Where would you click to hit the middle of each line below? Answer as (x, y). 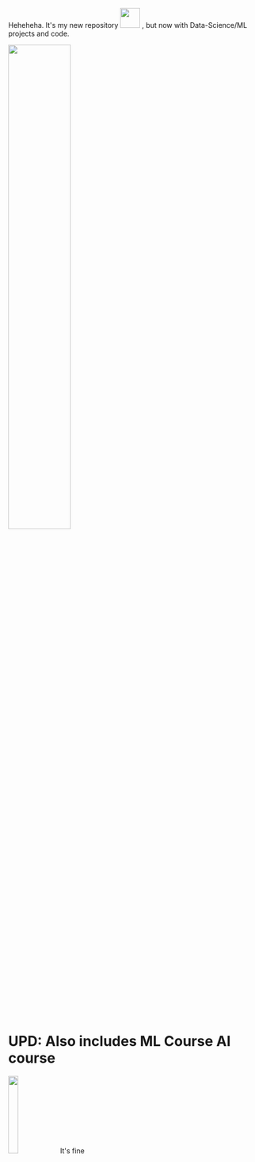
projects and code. (39, 33)
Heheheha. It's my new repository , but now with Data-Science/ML (128, 25)
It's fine (72, 1150)
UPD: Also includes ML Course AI (120, 1042)
